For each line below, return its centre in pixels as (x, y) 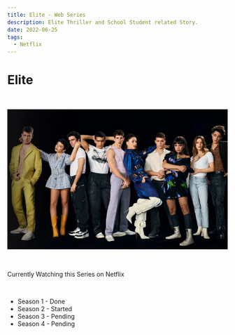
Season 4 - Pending (46, 324)
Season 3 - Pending (46, 317)
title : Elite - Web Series (47, 15)
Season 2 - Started (44, 309)
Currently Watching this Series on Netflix (66, 275)
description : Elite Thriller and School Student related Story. (103, 22)
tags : (15, 37)
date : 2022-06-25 (33, 29)
